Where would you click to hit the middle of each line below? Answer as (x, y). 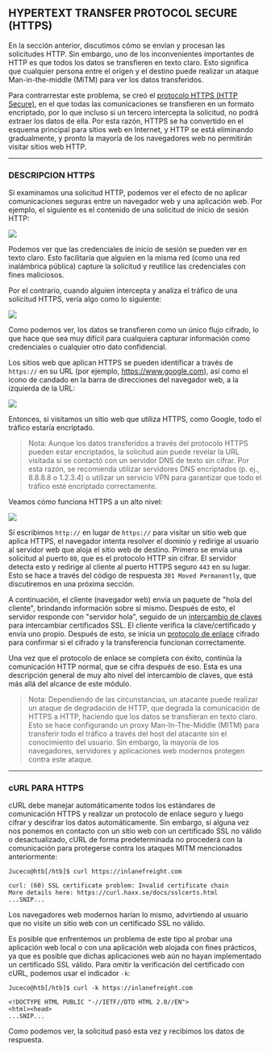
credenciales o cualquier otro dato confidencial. (88, 347)
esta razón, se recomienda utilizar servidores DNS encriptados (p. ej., (144, 469)
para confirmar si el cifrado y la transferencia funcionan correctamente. (127, 643)
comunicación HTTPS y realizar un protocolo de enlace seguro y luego (126, 814)
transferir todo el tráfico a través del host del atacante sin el (127, 734)
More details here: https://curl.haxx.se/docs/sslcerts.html (113, 893)
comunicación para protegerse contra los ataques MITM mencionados (125, 848)
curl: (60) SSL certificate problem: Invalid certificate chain (119, 886)
